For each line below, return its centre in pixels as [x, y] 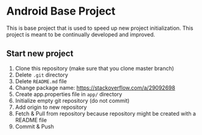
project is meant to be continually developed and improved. [81, 34]
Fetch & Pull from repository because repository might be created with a [106, 113]
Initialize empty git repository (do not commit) [72, 100]
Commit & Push [34, 126]
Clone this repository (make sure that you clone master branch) [95, 68]
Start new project [40, 54]
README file [31, 120]
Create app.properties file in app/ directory [69, 94]
